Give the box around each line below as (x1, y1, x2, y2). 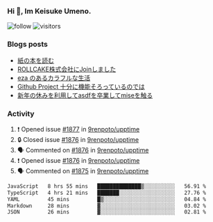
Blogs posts (7, 40, 49, 49)
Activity (7, 109, 35, 118)
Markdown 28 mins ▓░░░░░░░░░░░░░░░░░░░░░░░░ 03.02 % (7, 202, 207, 209)
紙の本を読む (17, 56, 54, 65)
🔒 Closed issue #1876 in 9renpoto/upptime (17, 135, 139, 143)
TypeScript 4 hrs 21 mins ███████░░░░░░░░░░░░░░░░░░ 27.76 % (7, 189, 207, 196)
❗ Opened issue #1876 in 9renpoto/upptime (17, 156, 140, 164)
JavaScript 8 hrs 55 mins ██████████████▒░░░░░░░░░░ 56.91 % (7, 182, 207, 190)
